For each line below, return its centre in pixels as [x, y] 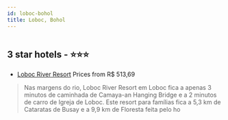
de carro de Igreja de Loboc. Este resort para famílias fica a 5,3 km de [122, 102]
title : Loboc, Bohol [37, 20]
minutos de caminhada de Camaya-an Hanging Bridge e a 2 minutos [120, 95]
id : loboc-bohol [30, 13]
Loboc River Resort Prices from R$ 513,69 [76, 74]
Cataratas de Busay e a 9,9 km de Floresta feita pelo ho [102, 110]
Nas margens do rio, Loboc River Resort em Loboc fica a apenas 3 [118, 88]
